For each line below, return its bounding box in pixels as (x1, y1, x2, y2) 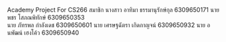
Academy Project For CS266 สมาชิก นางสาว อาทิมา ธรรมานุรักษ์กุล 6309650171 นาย (7, 6, 220, 14)
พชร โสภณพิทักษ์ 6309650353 (7, 14, 85, 21)
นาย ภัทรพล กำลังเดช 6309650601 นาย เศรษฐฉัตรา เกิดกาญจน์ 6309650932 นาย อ (7, 21, 210, 29)
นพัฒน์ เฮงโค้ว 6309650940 (7, 28, 79, 37)
